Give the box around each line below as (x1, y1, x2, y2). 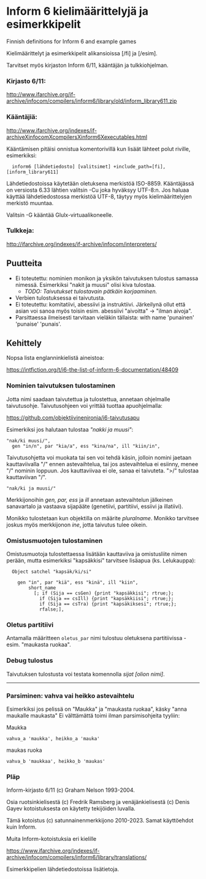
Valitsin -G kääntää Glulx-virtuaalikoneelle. (6, 211, 113, 219)
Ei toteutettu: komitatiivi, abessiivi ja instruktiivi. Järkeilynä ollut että (15, 300, 186, 308)
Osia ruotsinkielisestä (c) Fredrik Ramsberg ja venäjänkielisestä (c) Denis (6, 799, 190, 806)
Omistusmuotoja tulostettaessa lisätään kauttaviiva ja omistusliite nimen (6, 550, 187, 558)
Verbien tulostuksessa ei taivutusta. (15, 294, 105, 302)
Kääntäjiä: (6, 112, 38, 121)
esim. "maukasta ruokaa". (6, 641, 72, 649)
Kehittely (6, 338, 42, 348)
